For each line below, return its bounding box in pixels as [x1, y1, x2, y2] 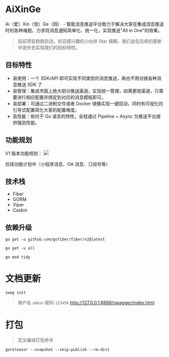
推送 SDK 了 [17, 81, 43, 87]
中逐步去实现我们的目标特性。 [17, 44, 80, 50]
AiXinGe [5, 4, 41, 15]
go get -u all [5, 246, 35, 251]
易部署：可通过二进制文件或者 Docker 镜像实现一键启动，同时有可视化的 [12, 100, 163, 106]
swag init [5, 290, 26, 295]
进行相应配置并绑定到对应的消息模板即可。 [17, 94, 106, 100]
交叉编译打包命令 [17, 337, 54, 343]
